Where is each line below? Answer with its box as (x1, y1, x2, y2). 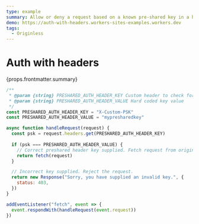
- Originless (11, 31, 44, 37)
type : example (6, 8, 41, 15)
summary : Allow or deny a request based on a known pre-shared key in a (6, 14, 190, 20)
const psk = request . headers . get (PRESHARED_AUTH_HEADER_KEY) (11, 131, 166, 137)
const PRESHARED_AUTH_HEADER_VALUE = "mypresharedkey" (6, 115, 145, 121)
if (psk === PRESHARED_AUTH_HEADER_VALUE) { (11, 141, 123, 148)
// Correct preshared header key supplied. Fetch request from (17, 147, 176, 153)
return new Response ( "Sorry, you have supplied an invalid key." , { (11, 174, 184, 180)
